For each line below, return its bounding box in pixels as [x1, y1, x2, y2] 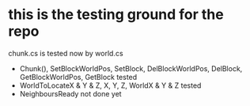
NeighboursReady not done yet [19, 89, 122, 98]
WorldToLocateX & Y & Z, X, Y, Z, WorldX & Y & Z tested [19, 81, 202, 90]
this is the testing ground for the [8, 6, 224, 24]
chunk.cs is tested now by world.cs [8, 48, 124, 58]
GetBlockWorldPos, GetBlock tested [19, 72, 138, 81]
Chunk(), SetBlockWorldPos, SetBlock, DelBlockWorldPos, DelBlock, [19, 63, 243, 73]
